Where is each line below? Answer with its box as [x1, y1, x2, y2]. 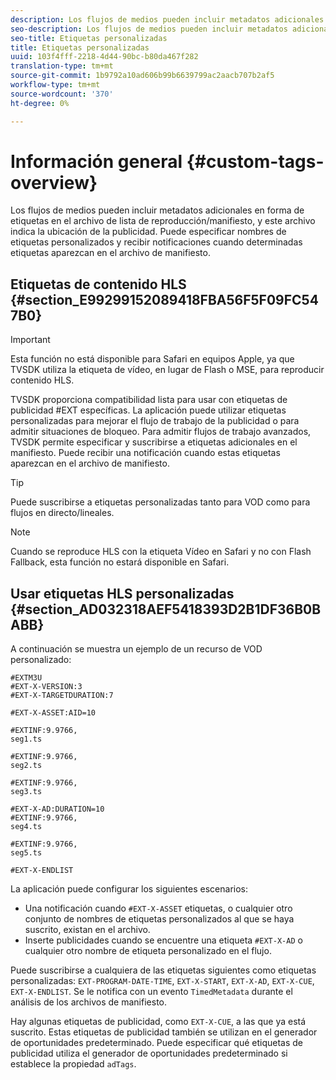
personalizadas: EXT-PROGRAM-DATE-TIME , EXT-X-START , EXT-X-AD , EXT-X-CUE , [10, 975, 315, 987]
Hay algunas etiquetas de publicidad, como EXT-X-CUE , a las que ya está [10, 1016, 307, 1028]
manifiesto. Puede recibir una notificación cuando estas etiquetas [10, 447, 281, 459]
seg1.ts [10, 734, 43, 745]
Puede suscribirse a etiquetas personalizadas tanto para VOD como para [10, 496, 311, 508]
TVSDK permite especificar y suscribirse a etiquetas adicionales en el [10, 436, 298, 448]
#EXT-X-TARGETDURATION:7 [10, 691, 114, 701]
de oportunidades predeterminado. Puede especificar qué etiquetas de [10, 1037, 304, 1049]
